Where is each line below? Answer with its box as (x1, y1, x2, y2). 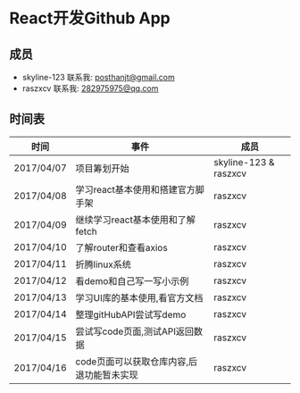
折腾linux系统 (75, 258, 131, 271)
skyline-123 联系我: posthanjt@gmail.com (21, 72, 176, 82)
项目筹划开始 (75, 162, 129, 174)
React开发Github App (9, 8, 171, 29)
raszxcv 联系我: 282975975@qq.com (21, 83, 159, 94)
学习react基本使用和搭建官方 (75, 183, 196, 196)
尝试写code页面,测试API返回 (75, 325, 195, 338)
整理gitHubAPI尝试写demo (75, 308, 187, 321)
